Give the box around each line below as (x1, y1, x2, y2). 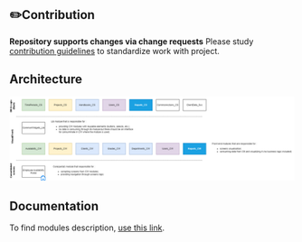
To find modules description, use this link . (9, 222, 165, 233)
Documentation (9, 198, 99, 214)
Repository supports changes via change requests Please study (9, 35, 254, 47)
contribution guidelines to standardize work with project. (9, 45, 220, 56)
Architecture (9, 71, 83, 88)
